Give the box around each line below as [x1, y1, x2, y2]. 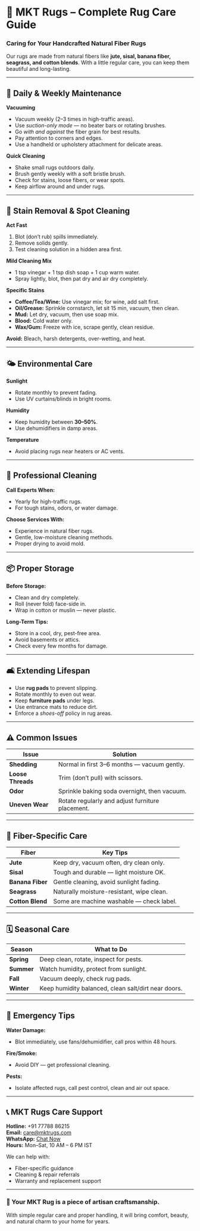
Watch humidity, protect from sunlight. [39, 964, 147, 973]
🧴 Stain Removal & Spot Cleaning [6, 205, 130, 216]
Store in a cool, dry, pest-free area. [14, 629, 101, 636]
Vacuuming [6, 104, 36, 111]
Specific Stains [6, 287, 45, 294]
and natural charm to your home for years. [6, 1217, 110, 1225]
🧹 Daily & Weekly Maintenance [6, 88, 122, 98]
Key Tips [102, 848, 128, 857]
